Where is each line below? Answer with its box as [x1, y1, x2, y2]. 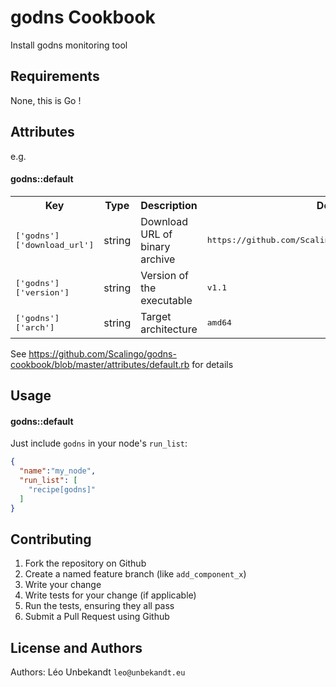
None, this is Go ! [10, 94, 82, 106]
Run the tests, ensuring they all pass [24, 600, 175, 612]
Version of [140, 268, 189, 282]
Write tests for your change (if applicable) [24, 589, 197, 601]
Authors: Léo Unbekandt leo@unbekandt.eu [10, 666, 186, 678]
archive [140, 252, 176, 266]
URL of [140, 227, 173, 241]
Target [140, 309, 172, 323]
